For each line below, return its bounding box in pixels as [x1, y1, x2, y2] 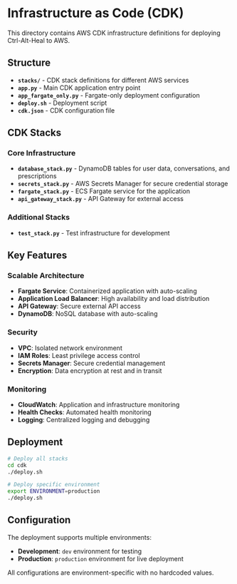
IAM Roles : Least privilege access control [17, 351, 140, 359]
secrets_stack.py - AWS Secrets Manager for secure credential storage [17, 180, 228, 188]
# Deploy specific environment [7, 481, 100, 488]
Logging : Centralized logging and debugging [17, 416, 150, 424]
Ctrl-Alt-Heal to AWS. [7, 36, 70, 44]
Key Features [7, 250, 68, 262]
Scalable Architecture [7, 271, 85, 281]
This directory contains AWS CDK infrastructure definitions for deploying [7, 29, 221, 37]
